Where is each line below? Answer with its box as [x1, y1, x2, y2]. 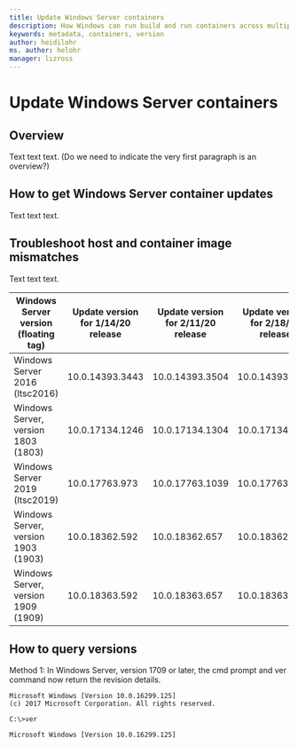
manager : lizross [9, 54, 74, 63]
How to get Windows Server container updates [9, 187, 273, 202]
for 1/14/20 [80, 316, 131, 329]
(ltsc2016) [13, 387, 59, 400]
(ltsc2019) [13, 494, 59, 506]
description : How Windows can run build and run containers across [9, 21, 264, 30]
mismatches [9, 250, 80, 265]
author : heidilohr [9, 37, 77, 47]
